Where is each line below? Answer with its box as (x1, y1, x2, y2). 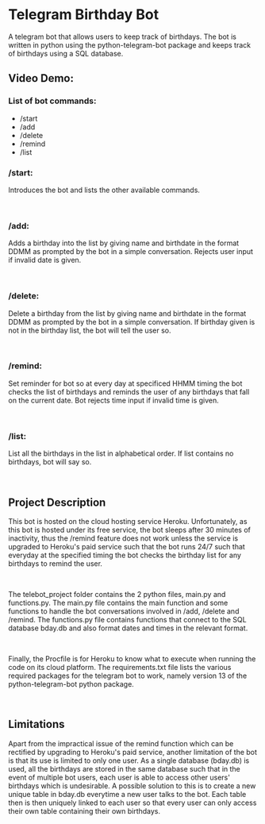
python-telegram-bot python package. (8, 679, 135, 688)
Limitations (8, 718, 65, 731)
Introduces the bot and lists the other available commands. (8, 185, 201, 194)
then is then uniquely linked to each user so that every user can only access (8, 798, 257, 807)
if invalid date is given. (8, 256, 82, 265)
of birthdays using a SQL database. (8, 48, 124, 58)
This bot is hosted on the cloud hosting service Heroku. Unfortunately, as (8, 516, 248, 526)
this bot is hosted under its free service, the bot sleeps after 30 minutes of (8, 525, 252, 534)
